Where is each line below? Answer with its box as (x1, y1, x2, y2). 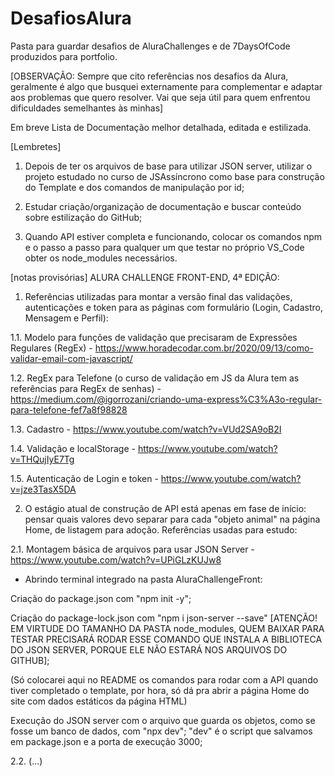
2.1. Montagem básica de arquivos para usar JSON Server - (10, 543, 255, 555)
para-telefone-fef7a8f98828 (10, 403, 128, 416)
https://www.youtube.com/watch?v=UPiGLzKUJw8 (10, 553, 222, 566)
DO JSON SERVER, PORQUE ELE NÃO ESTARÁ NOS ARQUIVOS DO (10, 643, 288, 656)
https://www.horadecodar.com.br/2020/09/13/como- (94, 342, 314, 354)
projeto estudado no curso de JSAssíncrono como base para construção (24, 170, 325, 182)
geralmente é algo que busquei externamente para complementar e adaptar (10, 80, 323, 92)
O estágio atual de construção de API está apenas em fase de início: (24, 502, 307, 514)
